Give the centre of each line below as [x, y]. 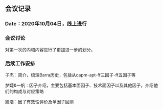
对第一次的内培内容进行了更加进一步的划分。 [50, 50]
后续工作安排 [20, 63]
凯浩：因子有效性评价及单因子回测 [39, 102]
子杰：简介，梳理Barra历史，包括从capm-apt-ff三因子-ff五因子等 [70, 75]
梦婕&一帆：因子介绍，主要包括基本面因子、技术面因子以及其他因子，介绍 [80, 85]
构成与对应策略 [29, 91]
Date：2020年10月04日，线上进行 [46, 24]
